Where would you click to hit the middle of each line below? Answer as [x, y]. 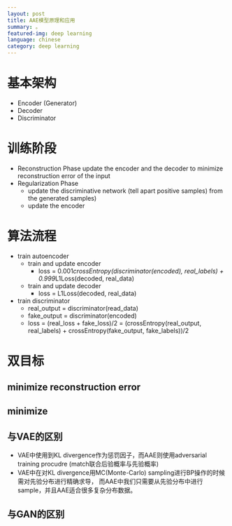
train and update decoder [64, 285]
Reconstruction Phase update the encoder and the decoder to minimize [120, 168]
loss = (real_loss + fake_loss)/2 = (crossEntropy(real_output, [114, 323]
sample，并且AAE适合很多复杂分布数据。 [77, 490]
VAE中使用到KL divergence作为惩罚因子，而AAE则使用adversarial [112, 455]
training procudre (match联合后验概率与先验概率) [88, 464]
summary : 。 [24, 27]
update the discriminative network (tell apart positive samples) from [125, 191]
